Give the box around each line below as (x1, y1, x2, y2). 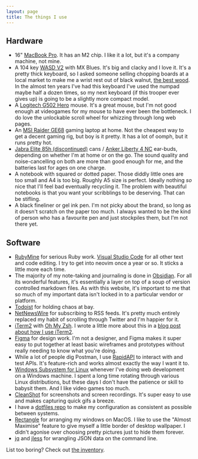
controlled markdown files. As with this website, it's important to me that (14, 285, 190, 292)
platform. (14, 297, 37, 304)
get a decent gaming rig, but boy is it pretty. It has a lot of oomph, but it (14, 133, 188, 140)
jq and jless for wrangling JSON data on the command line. (14, 435, 158, 442)
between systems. (14, 410, 60, 417)
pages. (14, 120, 32, 127)
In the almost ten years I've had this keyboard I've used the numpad (14, 83, 180, 90)
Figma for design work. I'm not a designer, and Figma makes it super (14, 335, 181, 342)
